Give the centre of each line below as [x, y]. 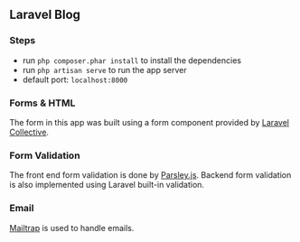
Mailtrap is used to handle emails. [72, 228]
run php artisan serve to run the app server [104, 70]
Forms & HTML [42, 103]
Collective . [29, 132]
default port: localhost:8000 [75, 79]
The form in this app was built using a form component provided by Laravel [149, 122]
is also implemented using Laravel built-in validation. [107, 185]
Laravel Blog [45, 15]
